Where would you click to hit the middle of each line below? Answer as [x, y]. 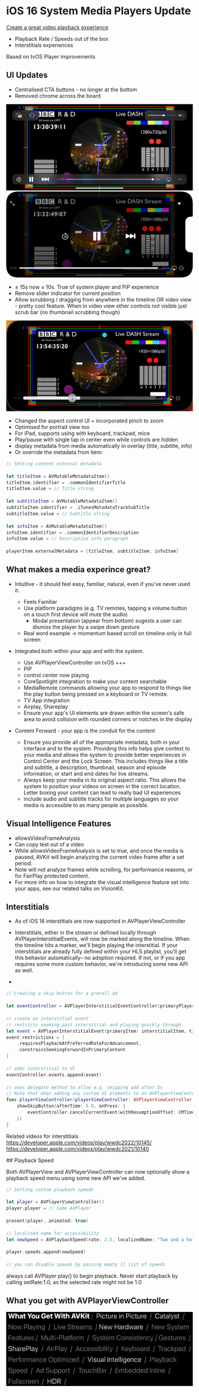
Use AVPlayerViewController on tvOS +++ [75, 663]
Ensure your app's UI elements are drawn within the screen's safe [104, 713]
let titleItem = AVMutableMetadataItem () [58, 476]
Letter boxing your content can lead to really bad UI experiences [102, 792]
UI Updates [27, 75]
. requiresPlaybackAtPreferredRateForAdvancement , [79, 1044]
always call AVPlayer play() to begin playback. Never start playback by [92, 1276]
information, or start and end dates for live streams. [86, 773]
